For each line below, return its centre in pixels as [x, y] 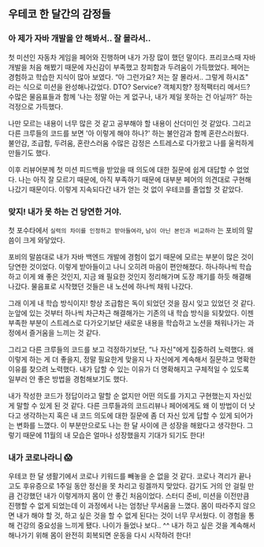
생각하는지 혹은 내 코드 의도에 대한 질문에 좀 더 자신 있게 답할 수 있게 [127, 415]
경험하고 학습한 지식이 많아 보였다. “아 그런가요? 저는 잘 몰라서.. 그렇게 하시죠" [128, 76]
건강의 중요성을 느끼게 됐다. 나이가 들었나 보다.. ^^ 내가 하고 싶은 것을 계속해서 [136, 526]
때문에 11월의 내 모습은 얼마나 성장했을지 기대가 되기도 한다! [113, 435]
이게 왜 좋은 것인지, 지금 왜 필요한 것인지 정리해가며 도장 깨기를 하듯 [126, 276]
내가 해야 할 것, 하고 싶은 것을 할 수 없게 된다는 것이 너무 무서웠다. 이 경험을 [131, 515]
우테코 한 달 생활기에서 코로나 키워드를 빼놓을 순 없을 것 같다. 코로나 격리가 [123, 476]
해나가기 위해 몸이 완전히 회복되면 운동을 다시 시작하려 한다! [100, 535]
